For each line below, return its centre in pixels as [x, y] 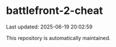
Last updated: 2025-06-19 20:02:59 [49, 27]
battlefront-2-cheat [55, 11]
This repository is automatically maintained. [58, 38]
